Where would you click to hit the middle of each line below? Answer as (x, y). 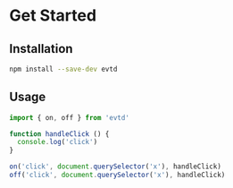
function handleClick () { (59, 134)
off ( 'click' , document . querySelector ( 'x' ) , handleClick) (117, 175)
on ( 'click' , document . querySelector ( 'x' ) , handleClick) (115, 167)
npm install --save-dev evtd (63, 69)
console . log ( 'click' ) (58, 142)
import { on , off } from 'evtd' (69, 117)
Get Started (53, 16)
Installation (41, 49)
